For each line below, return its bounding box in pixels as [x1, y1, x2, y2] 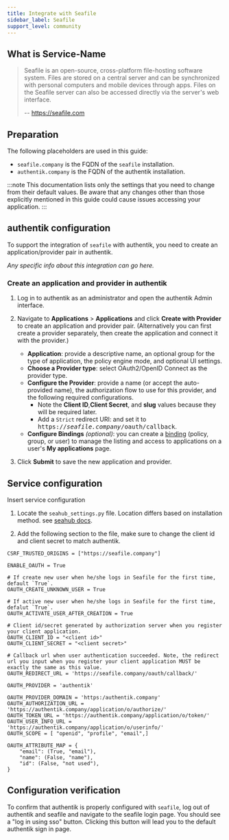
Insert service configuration [7, 495, 86, 504]
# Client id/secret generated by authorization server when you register [7, 622, 223, 629]
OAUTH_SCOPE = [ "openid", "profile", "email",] [7, 730, 149, 737]
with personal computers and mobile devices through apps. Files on [23, 81, 216, 89]
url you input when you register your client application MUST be [7, 658, 201, 665]
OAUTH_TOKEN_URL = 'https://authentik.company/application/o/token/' [7, 712, 210, 719]
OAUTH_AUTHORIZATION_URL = [7, 700, 84, 707]
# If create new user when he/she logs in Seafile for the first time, [7, 574, 216, 581]
